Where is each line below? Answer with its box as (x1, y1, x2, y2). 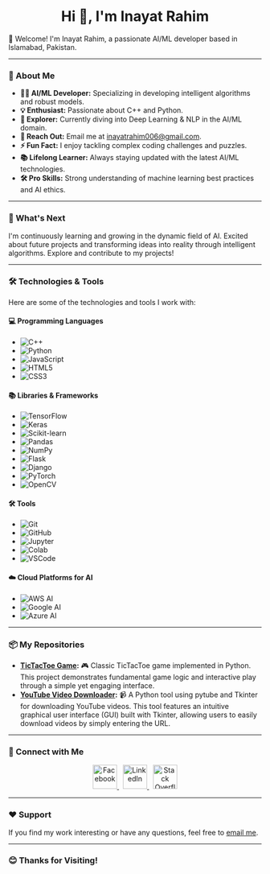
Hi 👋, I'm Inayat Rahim (60, 7, 210, 26)
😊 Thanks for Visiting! (8, 855, 98, 866)
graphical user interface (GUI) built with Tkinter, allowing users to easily (19, 710, 257, 719)
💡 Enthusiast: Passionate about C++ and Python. (19, 105, 183, 115)
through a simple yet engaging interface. (19, 680, 155, 691)
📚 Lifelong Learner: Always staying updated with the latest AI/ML (19, 153, 239, 163)
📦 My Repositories (8, 639, 85, 650)
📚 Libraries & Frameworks (8, 390, 99, 400)
